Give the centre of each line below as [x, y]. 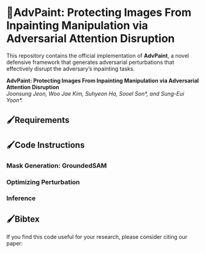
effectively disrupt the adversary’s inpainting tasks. [71, 68]
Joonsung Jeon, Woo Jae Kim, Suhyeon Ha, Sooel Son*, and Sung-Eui [95, 93]
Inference [21, 198]
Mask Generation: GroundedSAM [57, 165]
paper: [15, 243]
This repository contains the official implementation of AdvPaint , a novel [98, 55]
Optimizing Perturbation [43, 182]
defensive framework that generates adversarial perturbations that [90, 62]
